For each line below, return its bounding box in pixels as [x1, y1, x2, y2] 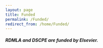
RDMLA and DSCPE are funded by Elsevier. [5, 37, 98, 43]
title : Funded [5, 12, 36, 17]
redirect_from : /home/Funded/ [5, 21, 70, 27]
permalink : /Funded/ [5, 17, 49, 22]
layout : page [5, 7, 33, 13]
